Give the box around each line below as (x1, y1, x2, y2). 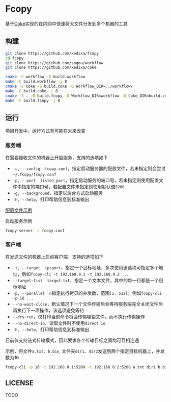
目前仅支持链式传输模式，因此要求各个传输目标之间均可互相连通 (5, 337, 139, 343)
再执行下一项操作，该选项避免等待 (12, 307, 84, 313)
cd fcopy (5, 56, 24, 61)
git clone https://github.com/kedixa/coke (5, 65, 97, 70)
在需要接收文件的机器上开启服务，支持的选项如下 (5, 154, 108, 161)
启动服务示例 (5, 218, 32, 224)
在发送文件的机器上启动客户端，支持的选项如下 (5, 254, 103, 260)
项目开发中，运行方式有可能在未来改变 (5, 128, 85, 134)
